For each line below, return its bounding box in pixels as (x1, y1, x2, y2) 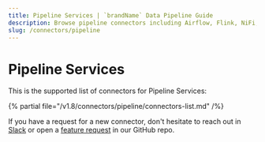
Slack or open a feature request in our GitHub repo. (8, 125, 175, 135)
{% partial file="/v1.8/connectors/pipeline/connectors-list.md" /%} (8, 102, 225, 111)
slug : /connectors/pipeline (8, 26, 101, 34)
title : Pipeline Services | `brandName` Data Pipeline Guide (8, 11, 214, 20)
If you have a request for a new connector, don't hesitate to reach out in (8, 117, 241, 126)
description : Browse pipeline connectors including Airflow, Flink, (8, 19, 238, 27)
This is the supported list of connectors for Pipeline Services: (8, 86, 207, 95)
